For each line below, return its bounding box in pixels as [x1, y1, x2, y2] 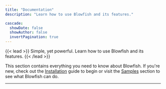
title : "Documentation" [5, 7, 54, 12]
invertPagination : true [9, 35, 58, 40]
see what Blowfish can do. [5, 74, 59, 79]
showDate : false [9, 25, 43, 30]
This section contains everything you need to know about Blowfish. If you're [5, 63, 160, 69]
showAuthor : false [9, 30, 48, 35]
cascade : [5, 21, 23, 26]
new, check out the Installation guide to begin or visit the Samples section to [5, 68, 161, 74]
